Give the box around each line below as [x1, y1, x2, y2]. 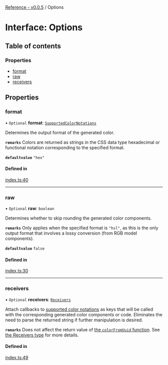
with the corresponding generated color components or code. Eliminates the [5, 311, 162, 317]
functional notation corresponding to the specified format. [5, 144, 125, 150]
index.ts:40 [5, 176, 28, 182]
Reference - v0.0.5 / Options [5, 5, 64, 10]
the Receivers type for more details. [5, 332, 79, 338]
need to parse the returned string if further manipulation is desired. [5, 317, 143, 323]
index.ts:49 [5, 354, 28, 360]
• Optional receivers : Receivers [5, 296, 71, 302]
